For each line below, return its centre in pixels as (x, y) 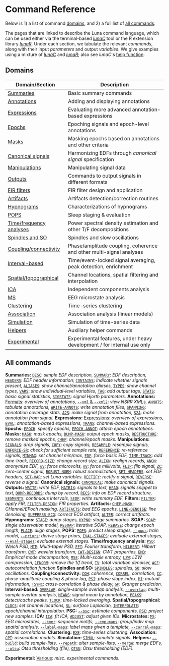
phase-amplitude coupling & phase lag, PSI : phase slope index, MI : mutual (82, 578)
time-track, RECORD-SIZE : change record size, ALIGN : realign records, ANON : (81, 461)
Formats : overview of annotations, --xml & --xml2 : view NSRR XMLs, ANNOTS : (84, 402)
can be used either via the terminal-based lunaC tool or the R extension (79, 38)
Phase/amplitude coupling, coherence (113, 246)
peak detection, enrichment (100, 266)
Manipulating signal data (97, 168)
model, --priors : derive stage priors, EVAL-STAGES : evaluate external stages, (84, 535)
